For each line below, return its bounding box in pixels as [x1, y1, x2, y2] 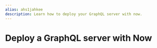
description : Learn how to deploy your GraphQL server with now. [5, 12, 142, 16]
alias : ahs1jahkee [5, 7, 43, 12]
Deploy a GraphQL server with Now [5, 32, 152, 44]
